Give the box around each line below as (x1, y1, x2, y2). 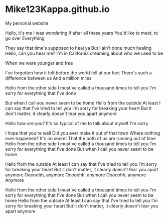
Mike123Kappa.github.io (5, 4, 110, 15)
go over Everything (5, 35, 45, 41)
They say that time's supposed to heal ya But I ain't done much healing (5, 45, 152, 51)
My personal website (5, 20, 49, 26)
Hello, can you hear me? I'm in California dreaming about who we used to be (5, 50, 163, 56)
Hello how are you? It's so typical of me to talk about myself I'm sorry (5, 120, 149, 126)
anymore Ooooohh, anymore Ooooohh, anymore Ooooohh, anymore (5, 172, 146, 178)
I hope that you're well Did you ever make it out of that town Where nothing (5, 130, 160, 136)
